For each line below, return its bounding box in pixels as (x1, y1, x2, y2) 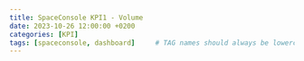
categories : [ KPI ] (9, 30, 79, 39)
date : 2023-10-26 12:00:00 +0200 (9, 22, 136, 30)
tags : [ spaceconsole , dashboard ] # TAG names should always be (9, 38, 270, 48)
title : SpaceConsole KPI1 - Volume (9, 13, 144, 22)
